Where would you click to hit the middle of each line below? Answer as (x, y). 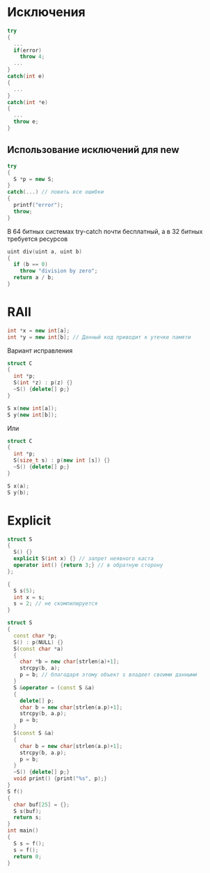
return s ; (27, 818)
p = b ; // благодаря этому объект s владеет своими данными (108, 675)
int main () (23, 831)
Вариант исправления (40, 351)
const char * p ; (35, 636)
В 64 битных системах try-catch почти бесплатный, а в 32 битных (105, 231)
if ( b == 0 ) (31, 265)
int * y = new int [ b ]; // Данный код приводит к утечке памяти (99, 337)
